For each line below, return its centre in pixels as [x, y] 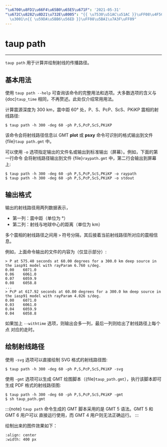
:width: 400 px [21, 439]
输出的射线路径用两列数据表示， [38, 208]
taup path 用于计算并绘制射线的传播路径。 [48, 63]
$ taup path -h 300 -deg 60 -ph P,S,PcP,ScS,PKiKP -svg [64, 369]
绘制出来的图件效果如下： [31, 426]
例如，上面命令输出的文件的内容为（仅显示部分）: [56, 251]
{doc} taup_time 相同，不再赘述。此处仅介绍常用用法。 [61, 99]
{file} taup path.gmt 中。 [30, 141]
